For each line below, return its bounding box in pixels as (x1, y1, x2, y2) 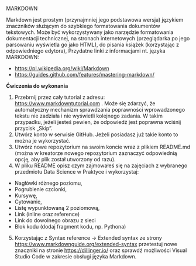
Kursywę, (14, 192, 37, 199)
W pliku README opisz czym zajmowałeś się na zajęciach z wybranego (14, 162, 188, 169)
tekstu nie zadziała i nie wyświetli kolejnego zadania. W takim (14, 112, 163, 119)
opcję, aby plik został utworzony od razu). (14, 156, 116, 163)
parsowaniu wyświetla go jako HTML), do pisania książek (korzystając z (6, 41, 180, 48)
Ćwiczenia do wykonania (6, 82, 68, 89)
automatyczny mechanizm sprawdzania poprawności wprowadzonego (14, 106, 185, 113)
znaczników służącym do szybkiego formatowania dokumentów (6, 23, 160, 29)
